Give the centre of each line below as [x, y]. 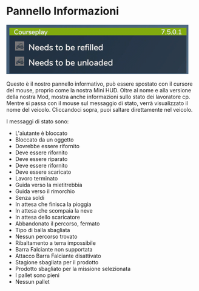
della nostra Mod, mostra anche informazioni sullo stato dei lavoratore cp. [98, 97]
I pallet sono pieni [37, 275]
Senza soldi [29, 197]
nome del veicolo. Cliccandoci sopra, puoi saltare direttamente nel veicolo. [99, 109]
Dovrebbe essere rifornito [47, 146]
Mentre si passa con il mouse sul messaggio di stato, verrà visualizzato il [97, 103]
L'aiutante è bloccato [41, 133]
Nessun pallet [32, 281]
